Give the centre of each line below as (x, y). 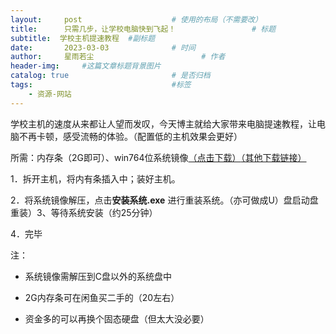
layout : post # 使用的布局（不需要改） (136, 19)
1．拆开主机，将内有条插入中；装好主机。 (95, 178)
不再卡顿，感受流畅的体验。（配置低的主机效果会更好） (130, 136)
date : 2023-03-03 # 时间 (103, 47)
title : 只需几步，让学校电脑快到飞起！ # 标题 (143, 29)
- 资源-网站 (50, 94)
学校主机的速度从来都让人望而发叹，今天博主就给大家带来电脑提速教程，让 (163, 123)
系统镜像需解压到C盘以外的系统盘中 (98, 276)
